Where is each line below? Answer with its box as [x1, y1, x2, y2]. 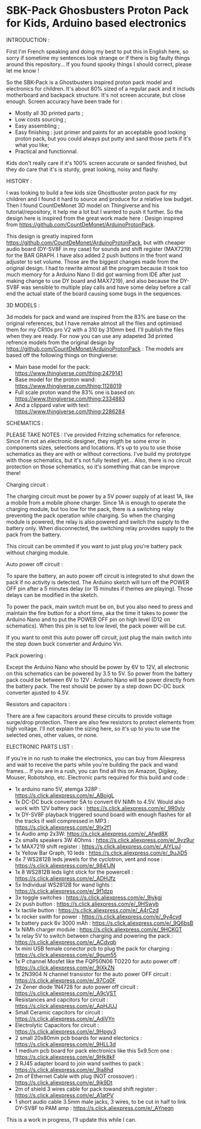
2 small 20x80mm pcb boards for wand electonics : [14, 1034, 142, 1041]
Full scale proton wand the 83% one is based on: [14, 389, 136, 396]
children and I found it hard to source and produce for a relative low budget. [6, 195, 193, 202]
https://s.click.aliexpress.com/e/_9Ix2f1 [14, 823, 112, 831]
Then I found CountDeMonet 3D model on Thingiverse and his [6, 202, 160, 209]
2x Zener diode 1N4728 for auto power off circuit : [14, 983, 139, 990]
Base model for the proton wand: [14, 376, 96, 383]
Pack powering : [6, 652, 47, 659]
